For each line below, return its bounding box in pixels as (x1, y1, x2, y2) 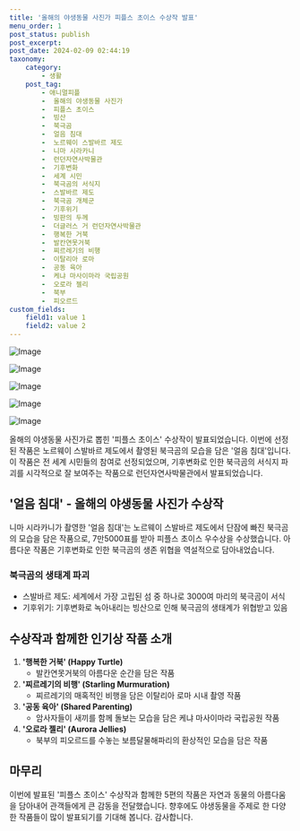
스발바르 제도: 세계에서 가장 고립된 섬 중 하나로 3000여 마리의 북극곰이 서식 (21, 591, 286, 602)
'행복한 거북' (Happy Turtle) (21, 656, 124, 667)
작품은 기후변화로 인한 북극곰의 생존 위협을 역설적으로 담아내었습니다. (32, 544, 275, 555)
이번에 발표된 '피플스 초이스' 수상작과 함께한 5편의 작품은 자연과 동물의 (9, 789, 255, 800)
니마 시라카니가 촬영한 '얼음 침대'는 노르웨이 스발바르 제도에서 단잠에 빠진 (9, 522, 265, 532)
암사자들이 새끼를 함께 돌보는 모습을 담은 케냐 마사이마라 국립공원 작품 (35, 712, 280, 723)
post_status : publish (9, 30, 90, 39)
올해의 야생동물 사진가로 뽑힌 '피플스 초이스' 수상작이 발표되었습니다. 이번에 (9, 434, 272, 445)
